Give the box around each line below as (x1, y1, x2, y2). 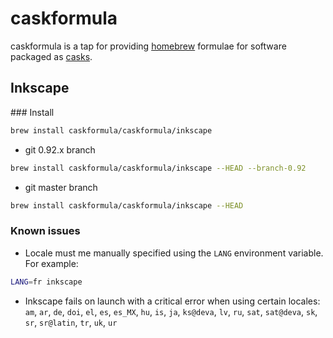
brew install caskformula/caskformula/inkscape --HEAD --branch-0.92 (10, 163, 307, 173)
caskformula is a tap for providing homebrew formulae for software (10, 40, 287, 52)
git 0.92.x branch (24, 143, 96, 156)
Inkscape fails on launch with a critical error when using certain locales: (24, 295, 321, 307)
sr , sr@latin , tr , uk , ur (24, 316, 118, 328)
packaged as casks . (10, 50, 93, 62)
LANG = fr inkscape (10, 277, 83, 287)
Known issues (10, 224, 81, 238)
